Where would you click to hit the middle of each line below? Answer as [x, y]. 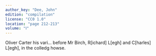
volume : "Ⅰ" [17, 28]
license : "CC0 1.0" [26, 19]
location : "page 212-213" [32, 24]
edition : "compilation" [30, 14]
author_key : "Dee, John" [31, 10]
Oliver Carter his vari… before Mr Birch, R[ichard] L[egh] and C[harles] [78, 42]
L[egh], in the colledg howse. [35, 48]
